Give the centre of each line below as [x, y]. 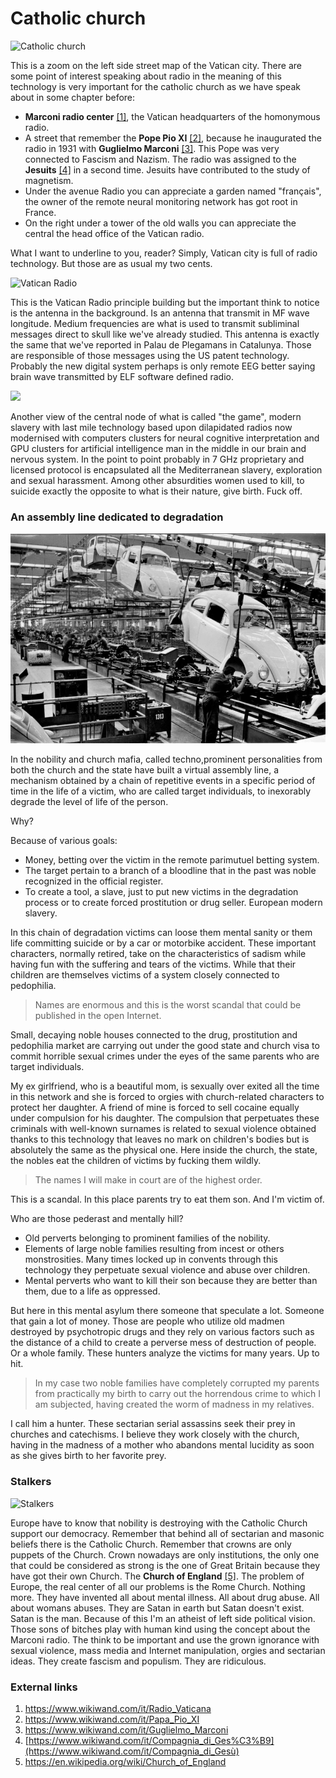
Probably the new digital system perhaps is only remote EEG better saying [163, 366]
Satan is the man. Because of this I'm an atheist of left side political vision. [163, 1618]
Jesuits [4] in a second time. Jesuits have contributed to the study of [167, 169]
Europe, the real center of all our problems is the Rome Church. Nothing [158, 1586]
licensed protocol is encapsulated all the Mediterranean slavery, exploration [166, 469]
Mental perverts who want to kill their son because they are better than [171, 1281]
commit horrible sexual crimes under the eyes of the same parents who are [165, 1056]
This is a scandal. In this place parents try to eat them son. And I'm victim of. [167, 1199]
